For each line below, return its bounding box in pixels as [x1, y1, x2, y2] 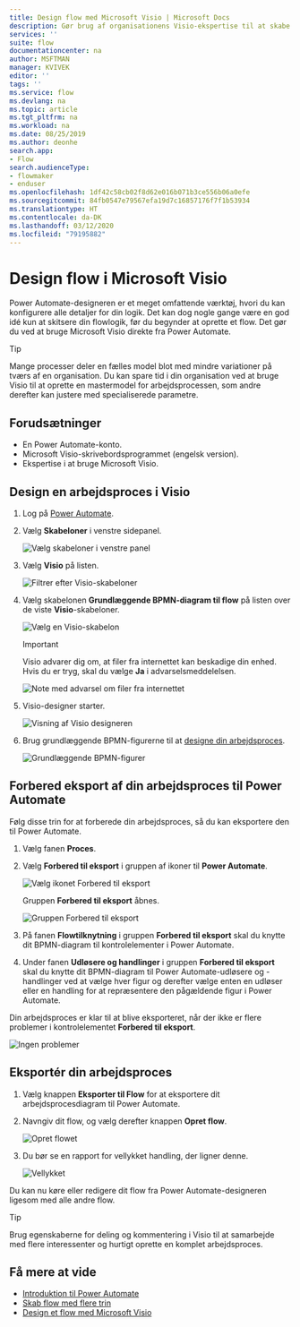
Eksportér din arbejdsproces [9, 1065, 173, 1080]
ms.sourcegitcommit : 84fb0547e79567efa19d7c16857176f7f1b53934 [9, 196, 251, 206]
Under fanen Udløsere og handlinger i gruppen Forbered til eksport [21, 956, 275, 967]
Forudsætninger [9, 415, 102, 431]
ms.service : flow [9, 88, 74, 97]
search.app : [9, 146, 54, 155]
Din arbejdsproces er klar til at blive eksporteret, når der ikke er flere [9, 1012, 262, 1023]
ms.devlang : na [9, 96, 66, 106]
